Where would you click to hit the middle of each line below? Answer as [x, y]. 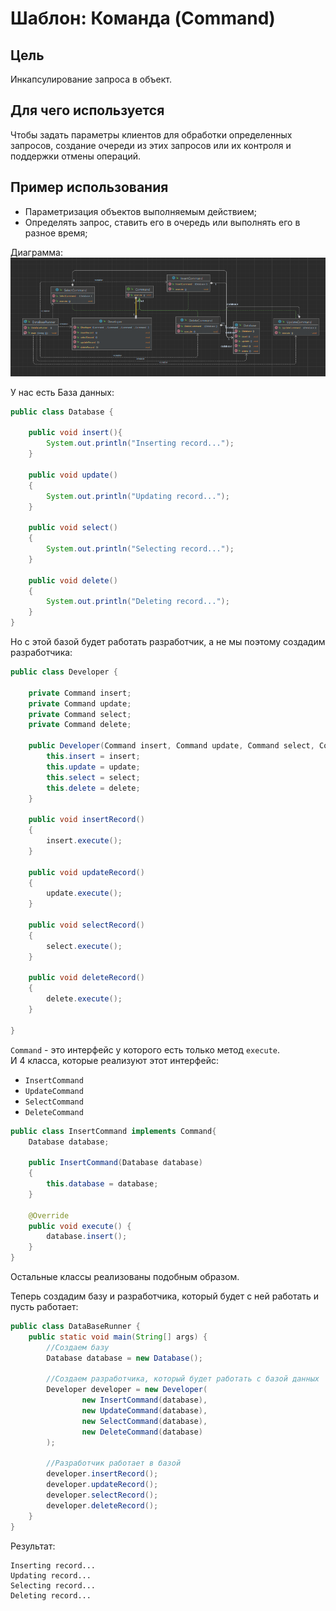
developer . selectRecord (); [102, 1495]
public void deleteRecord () [86, 978]
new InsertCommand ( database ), [144, 1400]
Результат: [33, 1546]
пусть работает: [44, 1307]
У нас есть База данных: [62, 392]
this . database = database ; [102, 1184]
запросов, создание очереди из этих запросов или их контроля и [151, 145]
